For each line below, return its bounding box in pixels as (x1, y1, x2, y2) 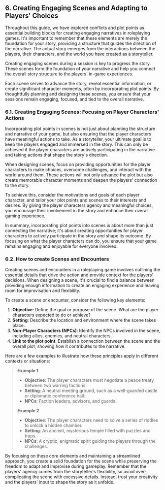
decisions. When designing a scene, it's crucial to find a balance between (5, 277, 155, 283)
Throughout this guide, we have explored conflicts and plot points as (5, 25, 144, 31)
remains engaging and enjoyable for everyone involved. (5, 243, 118, 249)
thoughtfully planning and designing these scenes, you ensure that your (5, 91, 151, 97)
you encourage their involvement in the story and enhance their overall (5, 208, 149, 214)
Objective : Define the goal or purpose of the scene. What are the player (12, 307, 159, 313)
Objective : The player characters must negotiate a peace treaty (24, 377, 154, 383)
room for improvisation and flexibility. (5, 288, 80, 294)
